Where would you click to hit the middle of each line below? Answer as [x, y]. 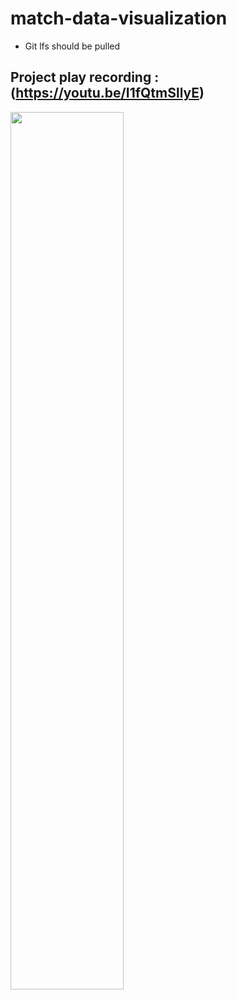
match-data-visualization [119, 18]
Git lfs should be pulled [72, 46]
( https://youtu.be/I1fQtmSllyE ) [107, 93]
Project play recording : [85, 77]
